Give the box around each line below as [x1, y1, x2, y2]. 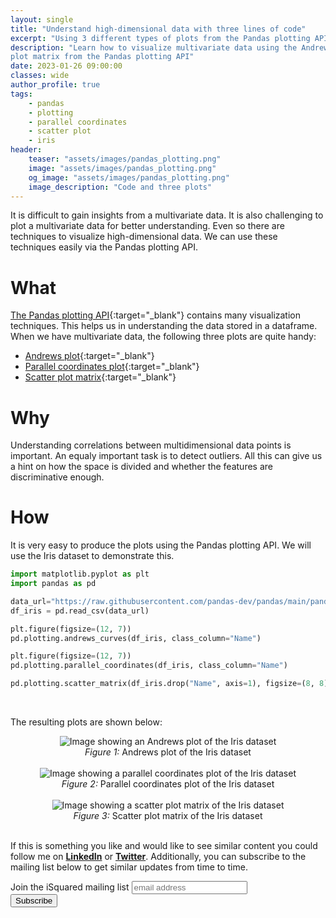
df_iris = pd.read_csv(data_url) [10, 606, 150, 616]
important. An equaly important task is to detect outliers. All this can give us [10, 450, 323, 462]
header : [10, 145, 43, 155]
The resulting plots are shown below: [10, 716, 163, 728]
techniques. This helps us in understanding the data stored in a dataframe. [10, 320, 318, 332]
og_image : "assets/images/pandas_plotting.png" [28, 172, 230, 183]
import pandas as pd [10, 579, 97, 589]
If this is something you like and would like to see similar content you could [10, 840, 318, 852]
